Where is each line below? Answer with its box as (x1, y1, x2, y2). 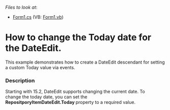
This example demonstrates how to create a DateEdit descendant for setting (5, 59, 165, 65)
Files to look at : (5, 5, 38, 10)
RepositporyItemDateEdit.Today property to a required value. (5, 99, 136, 105)
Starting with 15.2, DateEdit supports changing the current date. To (5, 88, 145, 95)
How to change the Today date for (5, 32, 152, 43)
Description (5, 77, 35, 84)
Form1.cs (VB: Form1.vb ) (12, 14, 64, 20)
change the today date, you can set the (5, 94, 88, 100)
